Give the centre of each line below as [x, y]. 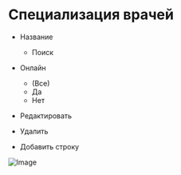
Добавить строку [49, 146]
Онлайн [33, 68]
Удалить [34, 131]
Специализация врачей [91, 15]
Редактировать [46, 115]
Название [36, 37]
